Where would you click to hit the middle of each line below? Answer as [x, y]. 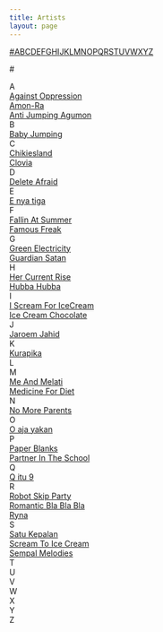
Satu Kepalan [34, 533]
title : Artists [38, 17]
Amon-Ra [27, 105]
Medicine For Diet [42, 391]
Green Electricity [40, 248]
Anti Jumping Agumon [51, 115]
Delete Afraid [34, 181]
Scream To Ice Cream [49, 543]
